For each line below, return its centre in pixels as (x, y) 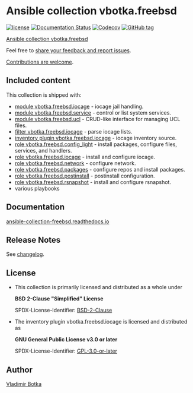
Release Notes (33, 240)
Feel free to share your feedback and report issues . (69, 50)
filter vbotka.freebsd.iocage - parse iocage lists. (73, 131)
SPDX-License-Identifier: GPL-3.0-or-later (66, 351)
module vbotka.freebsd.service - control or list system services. (93, 112)
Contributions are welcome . (40, 62)
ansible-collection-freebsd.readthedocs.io (58, 221)
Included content (38, 80)
